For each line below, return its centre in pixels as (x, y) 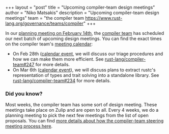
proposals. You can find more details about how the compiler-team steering (84, 121)
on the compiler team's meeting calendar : (49, 44)
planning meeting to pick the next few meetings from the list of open (77, 115)
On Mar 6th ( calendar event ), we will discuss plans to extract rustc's (84, 70)
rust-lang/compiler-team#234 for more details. (62, 81)
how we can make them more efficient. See (58, 59)
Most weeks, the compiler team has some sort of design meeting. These (81, 105)
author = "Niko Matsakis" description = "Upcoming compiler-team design (82, 13)
